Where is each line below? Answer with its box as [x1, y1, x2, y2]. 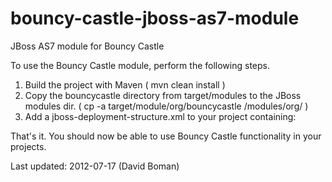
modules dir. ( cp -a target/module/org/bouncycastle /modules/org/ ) [24, 100, 309, 112]
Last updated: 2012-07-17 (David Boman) [10, 160, 180, 172]
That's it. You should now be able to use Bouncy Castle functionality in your [10, 130, 322, 142]
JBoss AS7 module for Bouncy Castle [10, 40, 165, 52]
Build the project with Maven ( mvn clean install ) [24, 78, 226, 91]
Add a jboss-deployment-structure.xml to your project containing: [24, 110, 297, 122]
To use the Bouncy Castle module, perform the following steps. [10, 59, 270, 71]
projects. [10, 140, 47, 152]
